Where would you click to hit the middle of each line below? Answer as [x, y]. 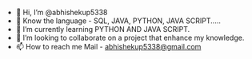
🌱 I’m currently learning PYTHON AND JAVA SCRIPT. [103, 29]
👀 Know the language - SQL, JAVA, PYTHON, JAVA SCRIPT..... [118, 21]
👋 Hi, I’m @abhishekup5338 [62, 12]
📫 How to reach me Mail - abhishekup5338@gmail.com [108, 47]
